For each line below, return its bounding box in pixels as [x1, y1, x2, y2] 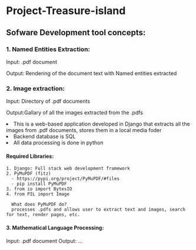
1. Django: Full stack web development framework [6, 165, 131, 171]
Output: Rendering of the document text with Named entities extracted [6, 69, 177, 77]
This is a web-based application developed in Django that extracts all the [14, 120, 190, 127]
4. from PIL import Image [6, 191, 69, 197]
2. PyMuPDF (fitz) [6, 171, 51, 177]
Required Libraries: [6, 153, 54, 160]
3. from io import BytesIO [6, 186, 72, 192]
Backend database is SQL [14, 133, 76, 140]
